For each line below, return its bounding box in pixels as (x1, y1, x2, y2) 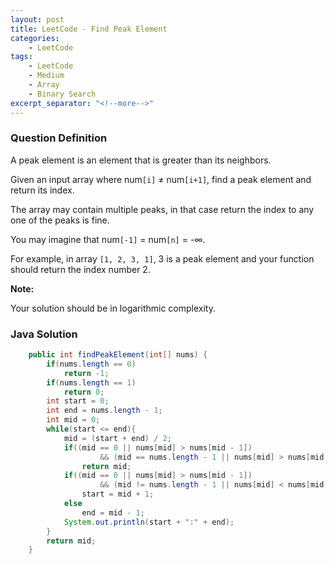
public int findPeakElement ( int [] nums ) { (28, 350, 208, 360)
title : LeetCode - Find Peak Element (10, 24, 168, 34)
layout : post (10, 14, 65, 25)
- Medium (28, 71, 65, 81)
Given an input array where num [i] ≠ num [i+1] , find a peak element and (10, 173, 312, 185)
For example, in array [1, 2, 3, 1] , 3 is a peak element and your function (10, 252, 315, 265)
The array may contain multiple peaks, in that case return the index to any (10, 203, 315, 215)
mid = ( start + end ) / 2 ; (63, 433, 172, 443)
